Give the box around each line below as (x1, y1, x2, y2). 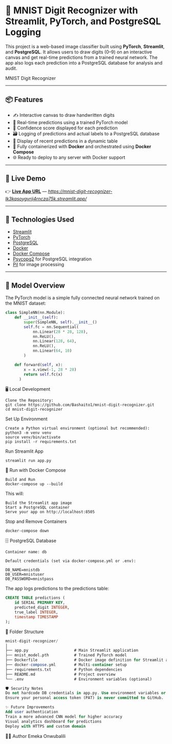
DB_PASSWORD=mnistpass (5, 576, 54, 581)
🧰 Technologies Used (5, 215, 74, 224)
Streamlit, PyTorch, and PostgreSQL (5, 15, 161, 27)
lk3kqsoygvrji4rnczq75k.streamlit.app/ (5, 195, 87, 202)
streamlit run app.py (5, 458, 52, 464)
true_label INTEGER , (14, 610, 58, 615)
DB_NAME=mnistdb (5, 568, 40, 573)
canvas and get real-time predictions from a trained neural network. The (5, 54, 158, 61)
